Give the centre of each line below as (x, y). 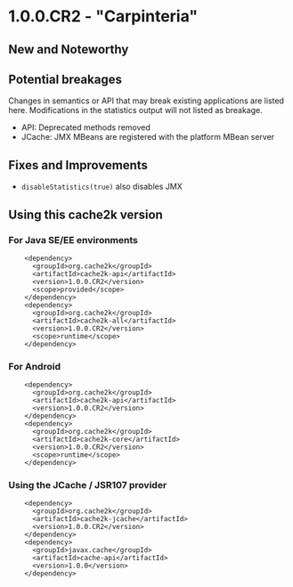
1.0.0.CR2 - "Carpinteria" (103, 16)
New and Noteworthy (69, 49)
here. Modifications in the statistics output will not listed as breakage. (136, 110)
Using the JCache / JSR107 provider (88, 485)
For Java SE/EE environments (73, 240)
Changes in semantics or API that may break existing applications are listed (146, 101)
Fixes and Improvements (78, 165)
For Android (35, 366)
